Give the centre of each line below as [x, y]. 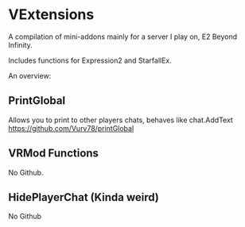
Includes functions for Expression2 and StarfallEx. [90, 60]
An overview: [30, 75]
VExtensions [51, 15]
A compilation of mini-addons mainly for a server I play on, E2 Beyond [123, 37]
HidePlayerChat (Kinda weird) [84, 197]
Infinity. [21, 44]
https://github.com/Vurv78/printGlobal [71, 128]
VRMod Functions [54, 154]
